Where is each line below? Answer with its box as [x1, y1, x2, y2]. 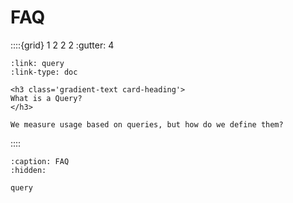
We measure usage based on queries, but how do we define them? [10, 119, 284, 130]
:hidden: [10, 165, 47, 175]
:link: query [10, 58, 65, 68]
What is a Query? [10, 93, 83, 103]
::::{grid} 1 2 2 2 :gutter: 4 [10, 39, 115, 51]
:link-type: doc [10, 67, 78, 77]
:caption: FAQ [10, 156, 70, 166]
